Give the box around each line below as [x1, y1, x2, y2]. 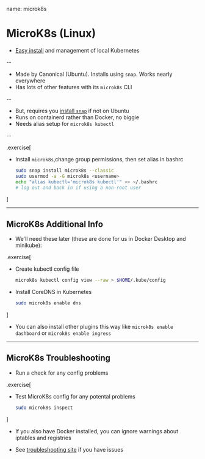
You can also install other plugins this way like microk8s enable [15, 323, 173, 330]
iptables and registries [15, 434, 71, 441]
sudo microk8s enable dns [15, 300, 81, 306]
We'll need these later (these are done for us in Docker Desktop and [15, 235, 186, 243]
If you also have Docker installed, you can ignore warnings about [15, 427, 179, 435]
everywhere [15, 76, 46, 84]
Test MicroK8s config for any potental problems [15, 392, 136, 400]
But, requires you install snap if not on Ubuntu [15, 107, 129, 114]
